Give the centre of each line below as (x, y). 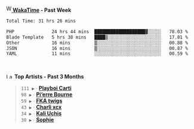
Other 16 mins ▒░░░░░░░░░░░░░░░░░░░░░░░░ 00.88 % (97, 43)
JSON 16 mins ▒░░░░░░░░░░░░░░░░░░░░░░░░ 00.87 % (97, 48)
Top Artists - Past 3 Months (49, 77)
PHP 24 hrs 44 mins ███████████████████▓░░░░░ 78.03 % (97, 32)
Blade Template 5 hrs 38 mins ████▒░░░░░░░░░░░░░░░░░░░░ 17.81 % (97, 37)
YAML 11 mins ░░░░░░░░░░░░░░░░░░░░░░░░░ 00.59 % (97, 54)
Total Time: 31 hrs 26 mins (41, 21)
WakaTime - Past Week (42, 10)
